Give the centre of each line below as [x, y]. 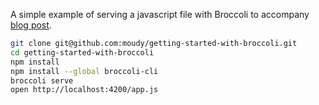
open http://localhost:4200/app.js [84, 90]
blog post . [31, 25]
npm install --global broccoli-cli [84, 71]
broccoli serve [42, 80]
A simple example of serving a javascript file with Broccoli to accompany [160, 14]
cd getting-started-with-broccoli [82, 52]
